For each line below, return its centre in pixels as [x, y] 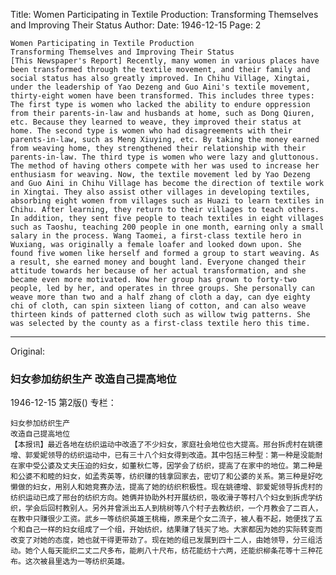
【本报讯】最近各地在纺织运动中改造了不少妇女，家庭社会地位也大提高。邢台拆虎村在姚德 [166, 445]
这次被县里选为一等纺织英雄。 [77, 562]
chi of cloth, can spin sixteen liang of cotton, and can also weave [158, 306]
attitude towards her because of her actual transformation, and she [158, 271]
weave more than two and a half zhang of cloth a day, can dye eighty [160, 297]
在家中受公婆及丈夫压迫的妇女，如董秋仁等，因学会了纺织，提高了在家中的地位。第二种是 [166, 466]
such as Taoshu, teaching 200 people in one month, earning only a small [167, 227]
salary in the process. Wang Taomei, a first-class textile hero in [156, 236]
